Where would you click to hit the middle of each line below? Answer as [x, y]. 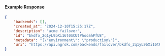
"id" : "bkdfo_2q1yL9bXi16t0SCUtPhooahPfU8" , [60, 35]
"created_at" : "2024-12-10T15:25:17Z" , [54, 26]
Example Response [25, 7]
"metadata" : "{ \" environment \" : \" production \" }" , [66, 40]
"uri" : [20, 45]
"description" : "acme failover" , [48, 31]
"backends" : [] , [30, 22]
